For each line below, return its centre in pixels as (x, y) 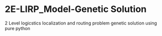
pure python (18, 28)
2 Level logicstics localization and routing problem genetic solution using (81, 23)
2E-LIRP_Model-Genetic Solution (76, 9)
